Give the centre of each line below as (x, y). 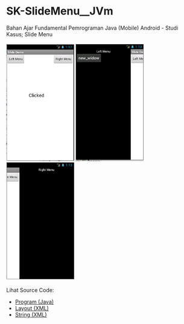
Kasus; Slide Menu (30, 34)
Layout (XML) (32, 308)
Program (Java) (34, 302)
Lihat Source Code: (30, 290)
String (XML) (31, 314)
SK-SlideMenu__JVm (60, 11)
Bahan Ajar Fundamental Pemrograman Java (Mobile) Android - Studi (92, 28)
